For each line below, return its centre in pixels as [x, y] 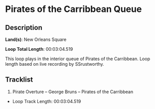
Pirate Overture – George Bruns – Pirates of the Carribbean [73, 92]
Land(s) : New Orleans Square [36, 39]
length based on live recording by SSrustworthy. [55, 64]
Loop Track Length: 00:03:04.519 [47, 101]
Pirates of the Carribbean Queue [74, 9]
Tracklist [19, 80]
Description [24, 28]
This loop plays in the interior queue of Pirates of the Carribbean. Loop [78, 59]
